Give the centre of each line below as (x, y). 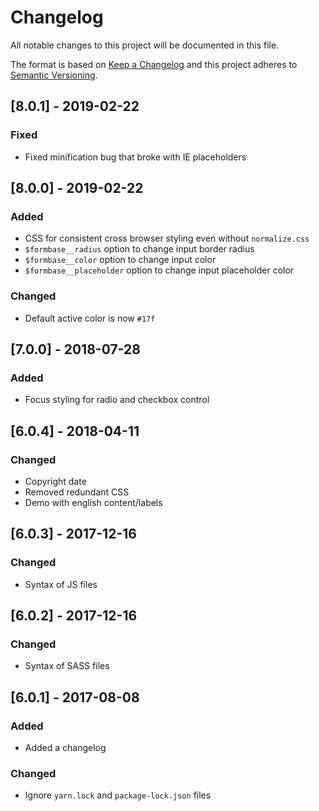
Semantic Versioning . (54, 75)
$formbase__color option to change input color (120, 260)
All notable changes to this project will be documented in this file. (145, 45)
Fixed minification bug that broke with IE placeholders (135, 157)
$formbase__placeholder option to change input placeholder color (159, 270)
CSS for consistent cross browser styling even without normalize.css (167, 238)
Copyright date (55, 481)
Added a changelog (65, 748)
